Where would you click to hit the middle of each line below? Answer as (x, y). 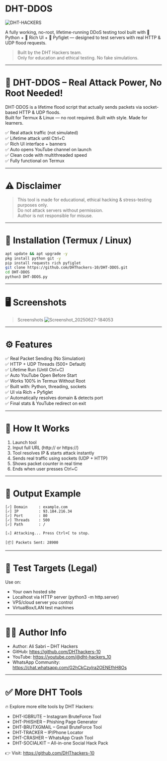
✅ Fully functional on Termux (35, 161)
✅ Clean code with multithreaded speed (46, 155)
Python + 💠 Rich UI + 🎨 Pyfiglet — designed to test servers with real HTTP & (83, 37)
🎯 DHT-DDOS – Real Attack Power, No (83, 83)
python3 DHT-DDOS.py (27, 277)
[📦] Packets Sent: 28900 (32, 542)
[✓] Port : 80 (27, 515)
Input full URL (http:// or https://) (45, 448)
